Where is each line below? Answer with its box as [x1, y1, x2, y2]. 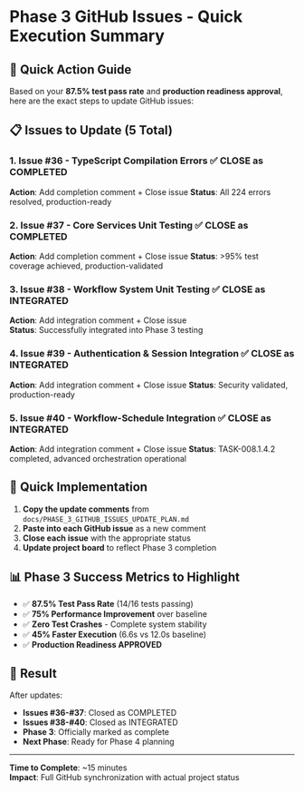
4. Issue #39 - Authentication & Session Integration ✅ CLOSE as [9, 347, 295, 360]
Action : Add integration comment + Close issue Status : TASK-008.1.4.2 [9, 443, 276, 455]
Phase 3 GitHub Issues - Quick [9, 6, 242, 27]
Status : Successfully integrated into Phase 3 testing [9, 325, 204, 336]
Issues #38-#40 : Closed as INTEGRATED [22, 717, 178, 728]
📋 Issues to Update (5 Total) [9, 122, 174, 138]
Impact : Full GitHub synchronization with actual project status [9, 772, 240, 783]
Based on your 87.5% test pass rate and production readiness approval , [9, 86, 283, 96]
